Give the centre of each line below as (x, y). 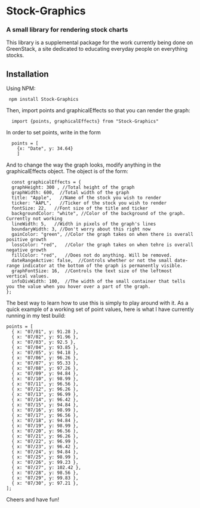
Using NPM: (21, 88)
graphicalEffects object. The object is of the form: (67, 171)
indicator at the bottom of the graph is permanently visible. (102, 266)
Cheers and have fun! (33, 500)
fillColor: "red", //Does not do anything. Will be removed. (92, 255)
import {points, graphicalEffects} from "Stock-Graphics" (85, 121)
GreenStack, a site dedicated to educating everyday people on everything (97, 49)
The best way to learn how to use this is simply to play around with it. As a (97, 303)
